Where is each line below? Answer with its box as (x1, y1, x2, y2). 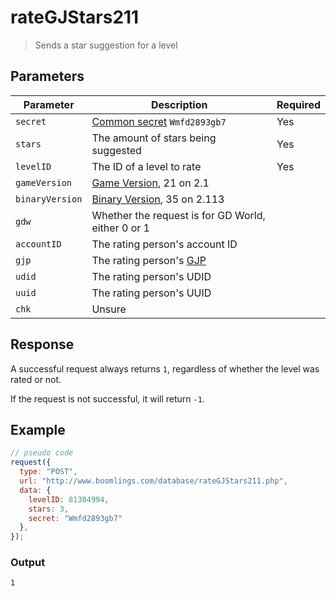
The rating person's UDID (91, 269, 212, 283)
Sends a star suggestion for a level (34, 39, 178, 51)
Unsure (91, 302, 127, 316)
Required (276, 97, 321, 111)
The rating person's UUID (91, 286, 212, 300)
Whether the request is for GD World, (91, 208, 266, 222)
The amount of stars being (91, 131, 217, 145)
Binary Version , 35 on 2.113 (91, 192, 225, 206)
